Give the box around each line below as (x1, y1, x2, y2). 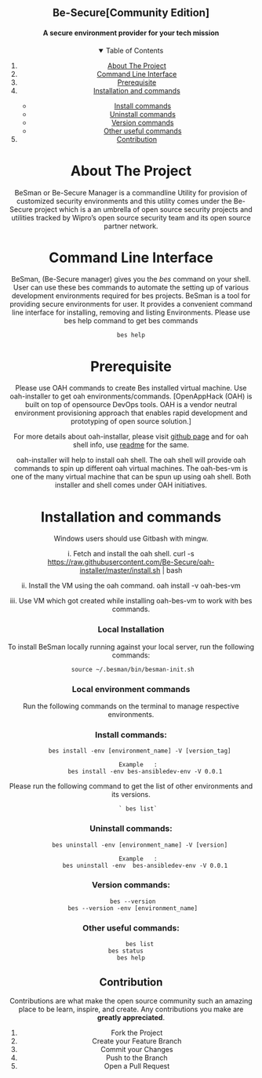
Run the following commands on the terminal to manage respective (22, 701, 240, 711)
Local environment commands (71, 683, 191, 694)
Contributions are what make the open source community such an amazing (9, 996, 253, 1005)
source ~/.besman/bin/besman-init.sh (71, 665, 195, 673)
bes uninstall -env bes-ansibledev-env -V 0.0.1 (62, 861, 228, 869)
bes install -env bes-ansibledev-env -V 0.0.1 (67, 768, 223, 776)
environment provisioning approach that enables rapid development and (14, 408, 248, 418)
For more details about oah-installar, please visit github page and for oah (13, 432, 249, 442)
